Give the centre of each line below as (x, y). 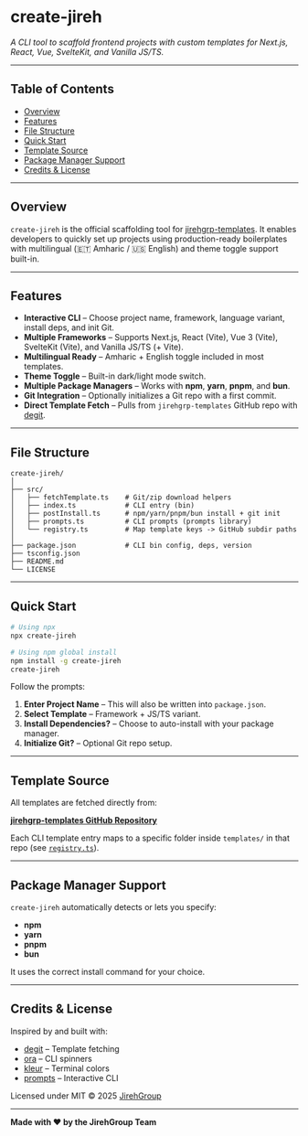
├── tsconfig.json (45, 554)
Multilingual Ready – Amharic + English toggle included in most (143, 357)
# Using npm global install (64, 652)
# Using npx (33, 627)
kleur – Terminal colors (67, 1068)
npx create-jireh (43, 636)
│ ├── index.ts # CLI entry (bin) (103, 506)
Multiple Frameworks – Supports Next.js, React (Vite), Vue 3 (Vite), (150, 338)
